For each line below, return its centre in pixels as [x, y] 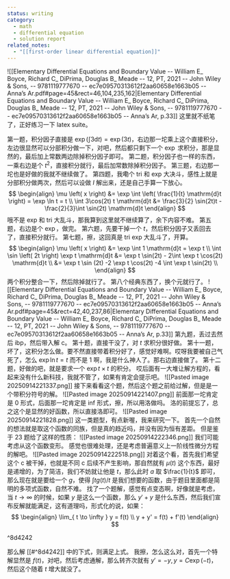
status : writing [30, 13]
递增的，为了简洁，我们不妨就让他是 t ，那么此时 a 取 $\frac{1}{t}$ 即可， [116, 471]
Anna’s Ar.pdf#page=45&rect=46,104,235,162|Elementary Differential [104, 93]
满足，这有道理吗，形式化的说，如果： [91, 506]
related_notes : [29, 45]
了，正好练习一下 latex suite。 [49, 124]
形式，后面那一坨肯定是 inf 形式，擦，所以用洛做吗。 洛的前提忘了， [116, 402]
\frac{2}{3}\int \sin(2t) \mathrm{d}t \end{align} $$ [115, 208]
